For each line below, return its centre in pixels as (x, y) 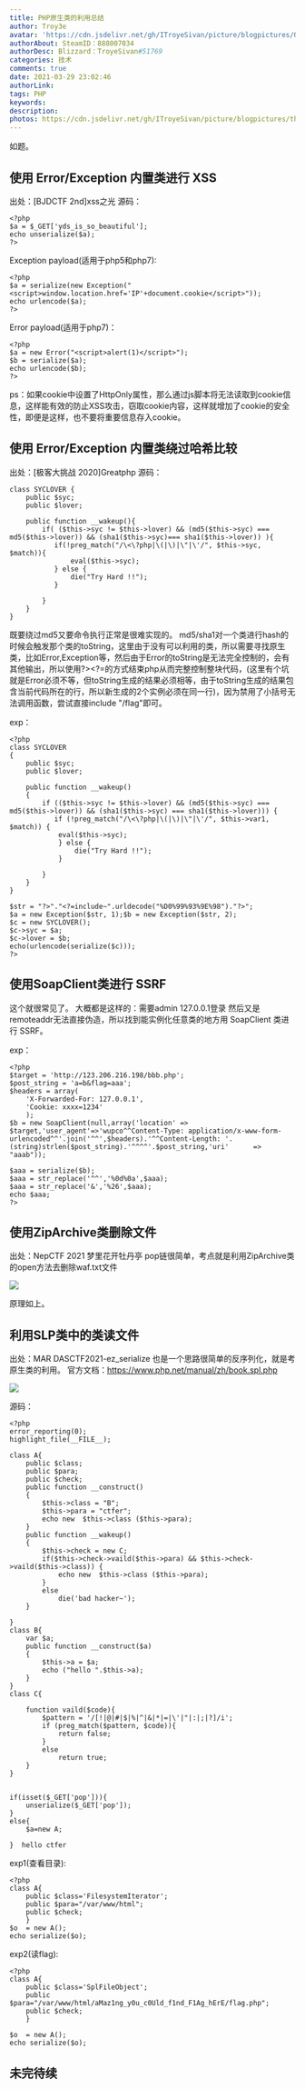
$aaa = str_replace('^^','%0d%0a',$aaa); (89, 1178)
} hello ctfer (38, 1845)
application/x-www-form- (235, 1131)
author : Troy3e (38, 26)
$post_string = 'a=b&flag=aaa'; (70, 1083)
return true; (82, 1758)
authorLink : (32, 85)
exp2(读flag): (34, 1954)
